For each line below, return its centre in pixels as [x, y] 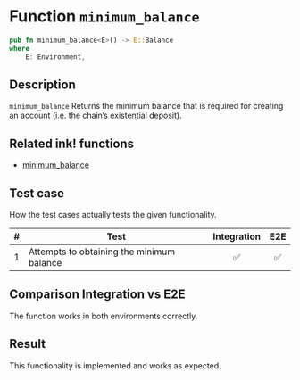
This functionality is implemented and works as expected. [115, 365]
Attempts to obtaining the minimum [102, 252]
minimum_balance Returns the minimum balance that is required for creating [146, 106]
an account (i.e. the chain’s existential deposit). [96, 116]
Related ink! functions [72, 143]
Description [42, 84]
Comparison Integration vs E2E [97, 295]
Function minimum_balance [104, 17]
